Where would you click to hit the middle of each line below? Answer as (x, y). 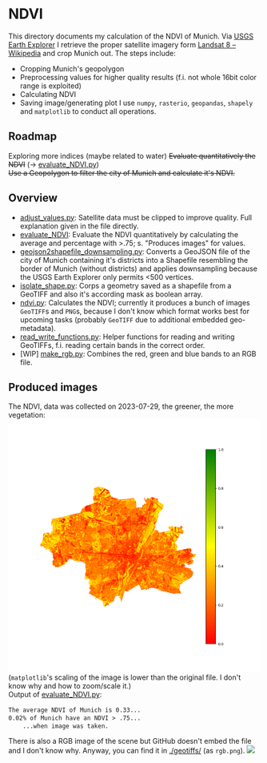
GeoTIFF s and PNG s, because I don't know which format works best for (135, 311)
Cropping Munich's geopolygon (72, 68)
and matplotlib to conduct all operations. (88, 111)
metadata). (38, 328)
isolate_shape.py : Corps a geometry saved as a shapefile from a (126, 285)
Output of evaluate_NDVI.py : (55, 695)
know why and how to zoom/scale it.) (70, 686)
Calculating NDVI (48, 94)
